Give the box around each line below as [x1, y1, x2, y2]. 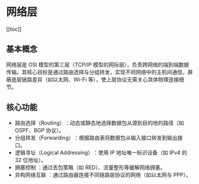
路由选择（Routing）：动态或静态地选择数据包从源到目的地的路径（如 [14, 119, 185, 126]
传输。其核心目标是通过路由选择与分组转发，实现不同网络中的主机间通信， [6, 68, 188, 75]
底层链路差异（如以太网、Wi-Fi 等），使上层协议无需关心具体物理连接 [11, 75, 179, 83]
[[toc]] [6, 25, 22, 33]
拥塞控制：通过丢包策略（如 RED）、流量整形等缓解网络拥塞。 [14, 164, 166, 171]
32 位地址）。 [14, 156, 46, 163]
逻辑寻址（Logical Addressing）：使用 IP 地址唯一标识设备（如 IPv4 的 [14, 149, 188, 156]
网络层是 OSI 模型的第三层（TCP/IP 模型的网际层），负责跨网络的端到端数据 [6, 61, 190, 68]
